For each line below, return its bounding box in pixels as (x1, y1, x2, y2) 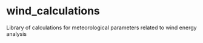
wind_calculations (6, 4, 100, 18)
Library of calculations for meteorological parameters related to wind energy (6, 24, 197, 31)
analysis (6, 30, 27, 37)
